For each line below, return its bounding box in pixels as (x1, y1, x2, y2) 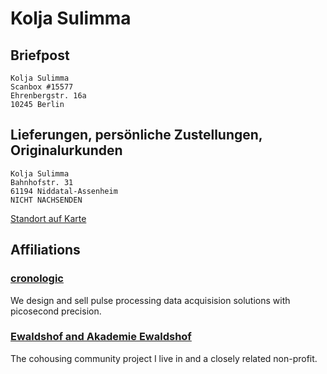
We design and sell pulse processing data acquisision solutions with (10, 294, 291, 306)
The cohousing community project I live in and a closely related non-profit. (10, 352, 318, 364)
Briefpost (10, 47, 70, 64)
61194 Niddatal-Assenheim (10, 186, 118, 196)
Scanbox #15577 (10, 82, 74, 92)
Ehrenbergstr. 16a (10, 91, 87, 101)
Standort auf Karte (10, 212, 87, 224)
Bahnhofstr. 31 (10, 177, 74, 187)
